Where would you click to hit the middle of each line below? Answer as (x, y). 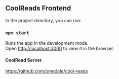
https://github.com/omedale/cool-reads (47, 71)
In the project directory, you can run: (43, 20)
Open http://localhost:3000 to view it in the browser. (60, 49)
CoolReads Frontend (38, 8)
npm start (17, 33)
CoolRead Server (24, 60)
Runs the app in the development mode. (47, 43)
